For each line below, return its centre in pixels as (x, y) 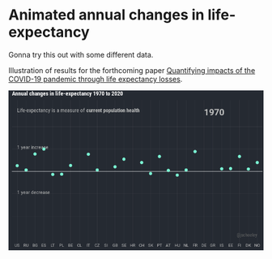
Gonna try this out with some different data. (81, 54)
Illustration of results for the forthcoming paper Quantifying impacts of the (132, 70)
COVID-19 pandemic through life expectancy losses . (96, 79)
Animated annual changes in (106, 15)
